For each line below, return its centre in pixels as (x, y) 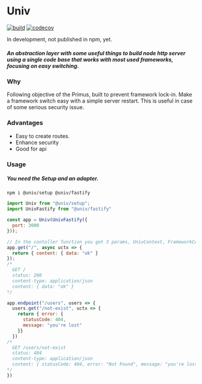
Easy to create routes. (43, 136)
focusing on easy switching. (43, 66)
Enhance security (37, 142)
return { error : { (40, 314)
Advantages (25, 123)
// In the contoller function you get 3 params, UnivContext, (86, 242)
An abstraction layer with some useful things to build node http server (96, 53)
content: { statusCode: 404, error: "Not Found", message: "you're (98, 364)
